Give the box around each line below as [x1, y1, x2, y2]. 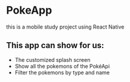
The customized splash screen [14, 56, 91, 63]
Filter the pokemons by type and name [14, 69, 110, 76]
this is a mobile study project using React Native [6, 23, 125, 30]
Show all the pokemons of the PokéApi [14, 62, 110, 70]
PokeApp [6, 4, 52, 17]
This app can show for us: [6, 40, 104, 51]
